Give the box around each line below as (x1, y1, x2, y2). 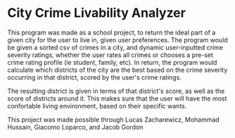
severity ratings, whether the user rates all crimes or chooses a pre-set (7, 51, 213, 59)
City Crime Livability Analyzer (7, 5, 186, 21)
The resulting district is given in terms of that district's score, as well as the (7, 87, 225, 95)
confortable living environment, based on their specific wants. (7, 101, 187, 110)
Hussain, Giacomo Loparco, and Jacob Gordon (7, 123, 144, 131)
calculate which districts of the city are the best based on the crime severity (7, 65, 228, 74)
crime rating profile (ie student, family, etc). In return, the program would (7, 58, 217, 66)
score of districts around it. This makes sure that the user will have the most (7, 94, 227, 103)
